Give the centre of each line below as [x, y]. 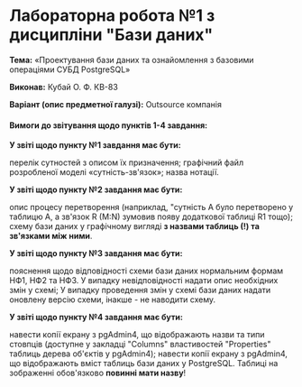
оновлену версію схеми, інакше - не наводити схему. [113, 299]
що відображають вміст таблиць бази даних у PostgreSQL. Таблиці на [144, 364]
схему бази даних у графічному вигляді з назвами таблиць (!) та [134, 226]
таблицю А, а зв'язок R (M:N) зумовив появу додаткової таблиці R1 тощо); [151, 217]
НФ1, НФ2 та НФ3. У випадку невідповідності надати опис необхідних [144, 281]
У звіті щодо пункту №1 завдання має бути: [96, 145]
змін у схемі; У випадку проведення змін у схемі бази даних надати [140, 290]
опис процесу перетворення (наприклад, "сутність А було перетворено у [151, 207]
